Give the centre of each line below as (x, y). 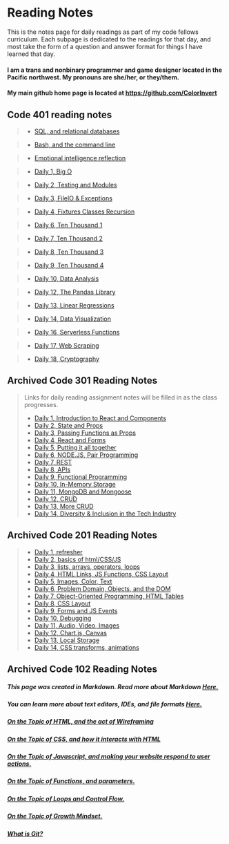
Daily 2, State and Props (69, 425)
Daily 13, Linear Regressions (74, 305)
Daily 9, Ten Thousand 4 (69, 265)
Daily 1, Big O (53, 171)
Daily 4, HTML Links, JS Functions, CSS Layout (101, 574)
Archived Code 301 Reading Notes (82, 381)
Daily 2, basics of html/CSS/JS (78, 559)
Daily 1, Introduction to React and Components (100, 418)
